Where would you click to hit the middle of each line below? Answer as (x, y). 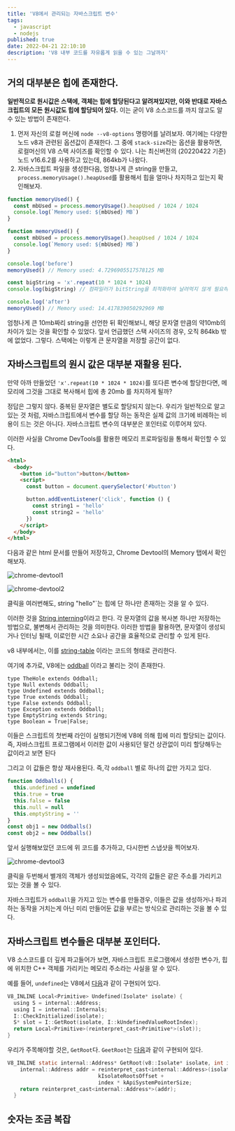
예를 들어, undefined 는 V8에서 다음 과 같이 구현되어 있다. (84, 983)
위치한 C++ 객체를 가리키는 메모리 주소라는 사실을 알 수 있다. (97, 968)
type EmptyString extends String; (58, 716)
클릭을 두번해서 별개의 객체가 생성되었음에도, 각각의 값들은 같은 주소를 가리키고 (115, 876)
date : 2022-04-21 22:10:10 (47, 46)
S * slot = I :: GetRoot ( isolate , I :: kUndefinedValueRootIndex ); (106, 1022)
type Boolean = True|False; (48, 722)
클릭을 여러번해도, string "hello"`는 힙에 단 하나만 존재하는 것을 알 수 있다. (108, 604)
